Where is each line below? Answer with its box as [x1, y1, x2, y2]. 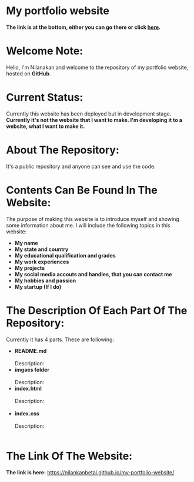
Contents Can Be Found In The [6, 183, 158, 197]
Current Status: [6, 91, 83, 104]
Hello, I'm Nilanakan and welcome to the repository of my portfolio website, [6, 64, 189, 71]
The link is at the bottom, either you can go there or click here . [6, 24, 161, 31]
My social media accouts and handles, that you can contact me [14, 270, 172, 278]
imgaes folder [14, 366, 50, 373]
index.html [14, 385, 42, 392]
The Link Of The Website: [6, 449, 133, 463]
